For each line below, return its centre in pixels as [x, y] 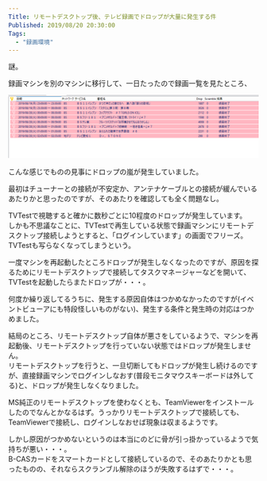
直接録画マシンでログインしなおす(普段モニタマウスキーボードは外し [135, 376]
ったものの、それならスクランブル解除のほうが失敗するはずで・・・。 [123, 469]
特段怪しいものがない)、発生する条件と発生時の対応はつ [155, 309]
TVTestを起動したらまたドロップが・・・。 [79, 282]
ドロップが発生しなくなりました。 [87, 386]
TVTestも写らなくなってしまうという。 [72, 246]
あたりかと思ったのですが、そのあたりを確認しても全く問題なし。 [116, 199]
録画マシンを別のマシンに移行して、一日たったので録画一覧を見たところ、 [130, 83]
